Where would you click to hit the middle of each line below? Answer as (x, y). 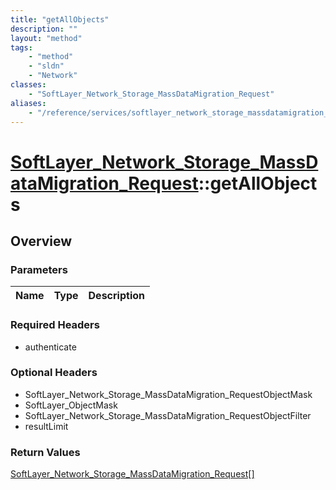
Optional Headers (54, 373)
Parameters (39, 269)
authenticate (50, 347)
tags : (21, 47)
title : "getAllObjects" (60, 19)
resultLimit (46, 426)
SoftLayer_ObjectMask (71, 405)
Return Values (45, 452)
